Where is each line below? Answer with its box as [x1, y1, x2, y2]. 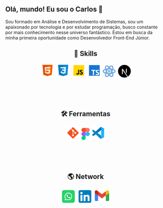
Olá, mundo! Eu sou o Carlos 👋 [5, 5, 103, 14]
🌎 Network [67, 172, 104, 181]
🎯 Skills [73, 49, 98, 58]
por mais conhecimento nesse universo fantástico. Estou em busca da [5, 29, 153, 36]
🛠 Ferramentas [61, 110, 111, 118]
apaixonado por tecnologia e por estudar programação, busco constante [5, 24, 158, 30]
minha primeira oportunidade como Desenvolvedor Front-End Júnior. [5, 34, 150, 41]
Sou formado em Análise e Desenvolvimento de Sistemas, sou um [5, 18, 144, 24]
